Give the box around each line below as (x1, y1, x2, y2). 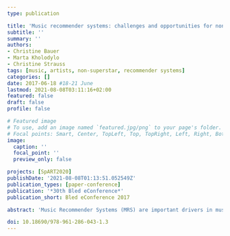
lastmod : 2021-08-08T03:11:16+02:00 (7, 86, 112, 93)
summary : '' (7, 35, 41, 42)
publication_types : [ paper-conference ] (7, 181, 121, 188)
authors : (7, 42, 32, 49)
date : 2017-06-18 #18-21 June (7, 80, 94, 86)
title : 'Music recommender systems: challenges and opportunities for (7, 22, 213, 29)
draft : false (7, 99, 44, 106)
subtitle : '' (7, 29, 44, 36)
